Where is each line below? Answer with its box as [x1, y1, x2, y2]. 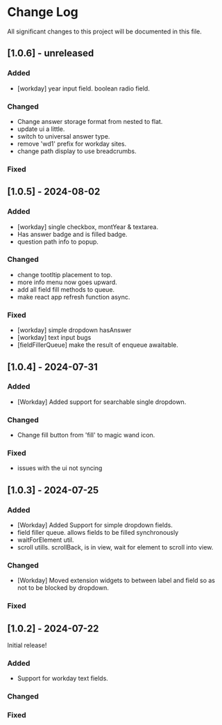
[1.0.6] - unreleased [7, 47, 94, 59]
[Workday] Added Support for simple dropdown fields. [17, 521, 173, 529]
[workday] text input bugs [17, 334, 92, 342]
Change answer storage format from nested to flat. [17, 117, 163, 125]
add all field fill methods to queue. [17, 285, 115, 293]
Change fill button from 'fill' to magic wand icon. [17, 431, 155, 439]
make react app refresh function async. [17, 293, 130, 301]
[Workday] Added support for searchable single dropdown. [17, 398, 187, 406]
